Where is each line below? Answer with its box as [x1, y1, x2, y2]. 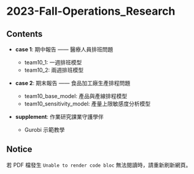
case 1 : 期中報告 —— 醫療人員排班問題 [15, 46, 114, 53]
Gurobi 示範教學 [24, 126, 65, 133]
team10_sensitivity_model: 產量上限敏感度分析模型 [24, 100, 151, 107]
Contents [6, 29, 43, 39]
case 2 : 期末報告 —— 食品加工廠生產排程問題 [15, 80, 131, 86]
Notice [6, 144, 33, 154]
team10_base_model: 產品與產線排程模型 [24, 93, 128, 99]
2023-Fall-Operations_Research [6, 4, 176, 18]
